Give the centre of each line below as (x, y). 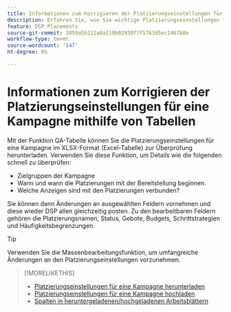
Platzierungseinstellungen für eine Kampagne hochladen (114, 293)
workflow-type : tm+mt (38, 39)
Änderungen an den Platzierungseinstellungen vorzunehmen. (94, 260)
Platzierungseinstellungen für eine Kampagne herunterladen (119, 286)
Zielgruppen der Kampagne (56, 176)
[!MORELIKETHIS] (49, 273)
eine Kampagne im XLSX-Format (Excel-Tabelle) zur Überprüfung (100, 147)
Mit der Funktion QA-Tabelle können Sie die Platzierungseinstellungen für (111, 140)
